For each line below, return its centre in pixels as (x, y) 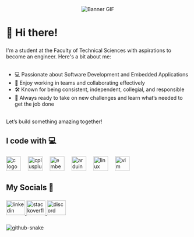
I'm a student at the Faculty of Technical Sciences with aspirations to (89, 50)
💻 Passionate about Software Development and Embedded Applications (101, 75)
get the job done (34, 104)
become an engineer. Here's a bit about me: (59, 57)
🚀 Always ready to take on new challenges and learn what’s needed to (98, 98)
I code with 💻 (31, 140)
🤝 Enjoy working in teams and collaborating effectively (80, 83)
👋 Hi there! (32, 33)
